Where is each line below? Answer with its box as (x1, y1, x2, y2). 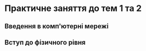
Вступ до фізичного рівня (4, 38, 86, 46)
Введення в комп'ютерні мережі (4, 22, 109, 30)
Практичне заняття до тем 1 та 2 (4, 3, 142, 14)
